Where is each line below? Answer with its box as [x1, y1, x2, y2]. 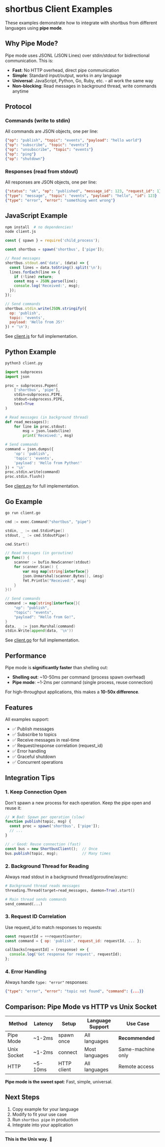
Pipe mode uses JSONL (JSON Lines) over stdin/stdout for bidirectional [5, 52, 150, 58]
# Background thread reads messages [5, 883, 80, 888]
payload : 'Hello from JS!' [9, 320, 65, 325]
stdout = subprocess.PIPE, [14, 397, 65, 402]
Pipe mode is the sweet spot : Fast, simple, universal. [5, 1079, 113, 1085]
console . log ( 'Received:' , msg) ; [14, 284, 80, 288]
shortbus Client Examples [5, 3, 113, 15]
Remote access [118, 1063, 154, 1070]
